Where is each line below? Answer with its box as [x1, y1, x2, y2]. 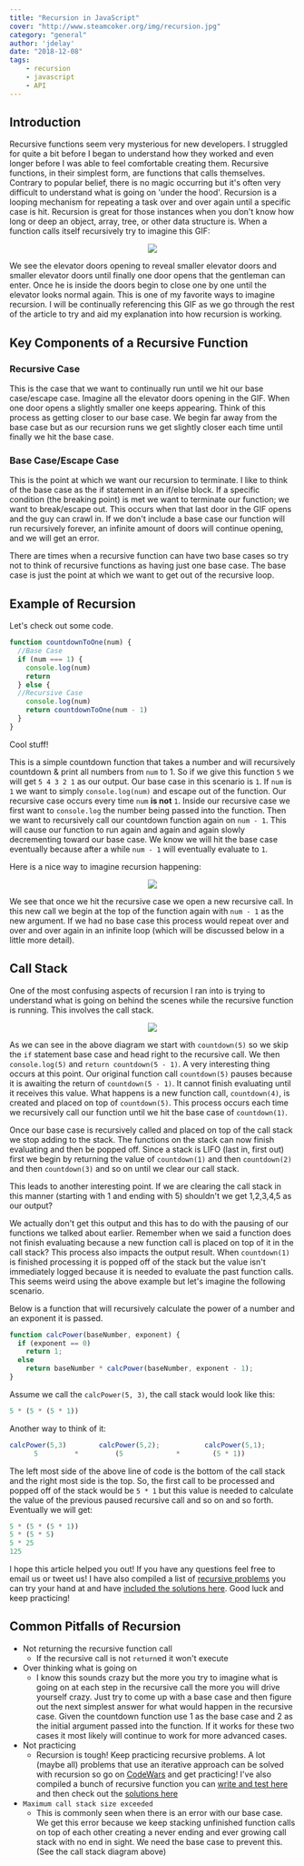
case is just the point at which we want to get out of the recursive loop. [9, 570, 275, 580]
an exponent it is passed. [9, 1312, 103, 1324]
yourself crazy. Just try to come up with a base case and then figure [35, 1691, 292, 1702]
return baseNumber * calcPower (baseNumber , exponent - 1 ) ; [25, 1364, 254, 1374]
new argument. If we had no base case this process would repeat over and [9, 915, 289, 926]
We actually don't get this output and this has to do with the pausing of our [9, 1217, 289, 1228]
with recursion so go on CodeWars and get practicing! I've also [35, 1769, 272, 1780]
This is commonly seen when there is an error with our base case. [35, 1807, 283, 1818]
